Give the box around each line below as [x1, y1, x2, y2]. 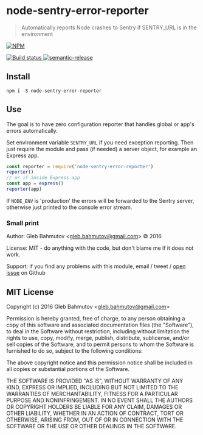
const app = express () [6, 180, 64, 186]
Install [6, 71, 30, 82]
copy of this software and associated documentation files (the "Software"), [6, 321, 194, 329]
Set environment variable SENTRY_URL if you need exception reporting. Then [6, 138, 194, 146]
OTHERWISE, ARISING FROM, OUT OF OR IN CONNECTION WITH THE [6, 416, 184, 423]
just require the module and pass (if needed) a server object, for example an [6, 145, 198, 152]
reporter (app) [6, 186, 43, 193]
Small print [6, 219, 40, 227]
